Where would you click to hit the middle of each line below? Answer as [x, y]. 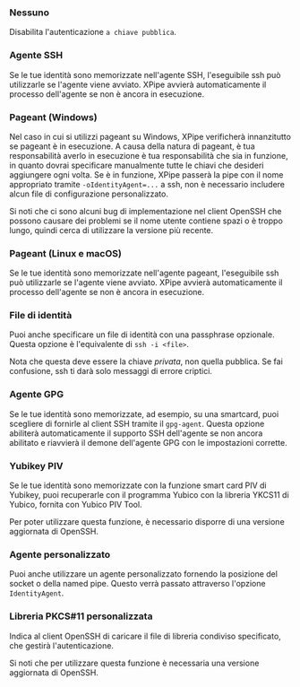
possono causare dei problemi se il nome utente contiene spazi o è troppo [146, 221]
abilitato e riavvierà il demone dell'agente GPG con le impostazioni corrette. [149, 442]
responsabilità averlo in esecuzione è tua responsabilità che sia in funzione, [149, 155]
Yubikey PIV [36, 465]
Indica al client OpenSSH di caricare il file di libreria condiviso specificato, [146, 636]
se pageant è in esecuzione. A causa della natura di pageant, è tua [132, 146]
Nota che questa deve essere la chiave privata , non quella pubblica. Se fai [146, 361]
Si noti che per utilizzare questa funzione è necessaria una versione [134, 663]
